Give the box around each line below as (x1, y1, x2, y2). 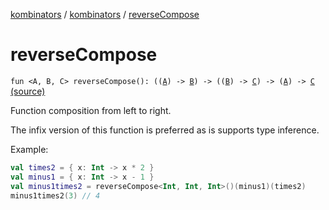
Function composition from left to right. (10, 104, 172, 116)
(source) (10, 85, 46, 97)
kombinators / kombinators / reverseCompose (10, 9, 200, 20)
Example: (10, 143, 49, 155)
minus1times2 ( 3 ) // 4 (10, 190, 101, 201)
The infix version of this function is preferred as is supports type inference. (10, 124, 320, 136)
